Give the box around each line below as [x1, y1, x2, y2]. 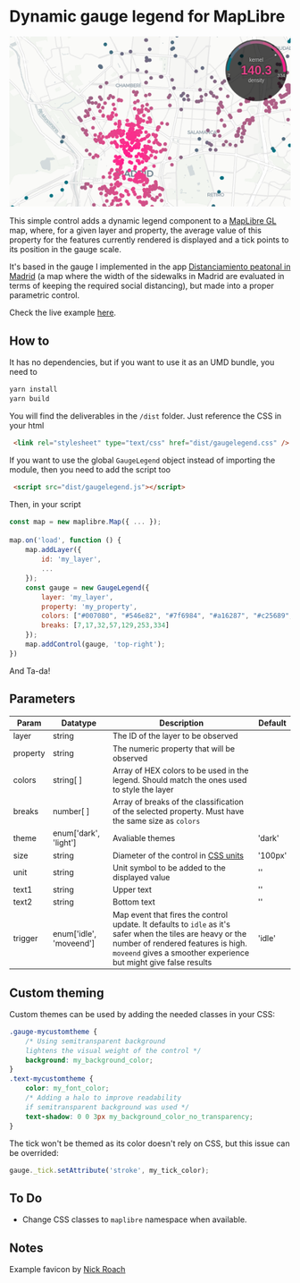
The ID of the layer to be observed [112, 731, 238, 742]
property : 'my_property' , [41, 602, 138, 611]
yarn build [9, 395, 50, 404]
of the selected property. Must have [112, 806, 245, 817]
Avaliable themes [112, 832, 176, 843]
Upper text [112, 884, 152, 896]
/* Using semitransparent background [25, 1036, 166, 1046]
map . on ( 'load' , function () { [9, 536, 122, 545]
